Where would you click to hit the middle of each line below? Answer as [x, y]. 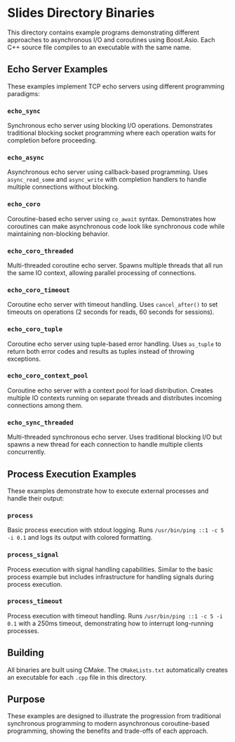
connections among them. [45, 405]
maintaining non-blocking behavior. [59, 234]
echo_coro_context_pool [48, 376]
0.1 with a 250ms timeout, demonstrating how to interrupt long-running [110, 623]
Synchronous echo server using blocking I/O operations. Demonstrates [110, 126]
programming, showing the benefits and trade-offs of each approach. [108, 731]
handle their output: [36, 498]
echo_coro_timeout [39, 290]
